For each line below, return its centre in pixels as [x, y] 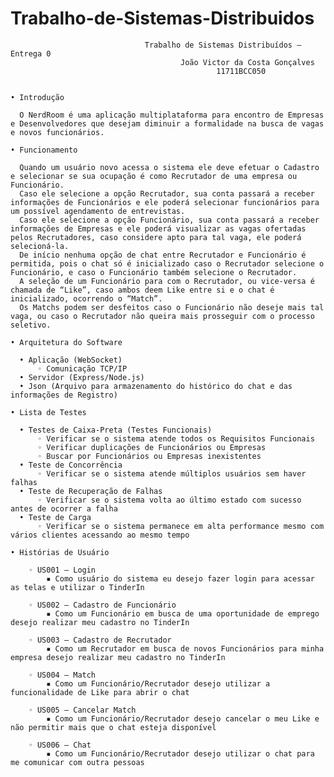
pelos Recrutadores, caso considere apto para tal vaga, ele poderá [156, 237]
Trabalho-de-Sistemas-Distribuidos [162, 18]
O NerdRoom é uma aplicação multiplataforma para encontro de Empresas [172, 115]
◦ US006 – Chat [60, 745]
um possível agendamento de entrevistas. [98, 211]
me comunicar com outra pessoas [77, 762]
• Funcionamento [44, 150]
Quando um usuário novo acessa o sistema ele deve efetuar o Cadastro [169, 167]
